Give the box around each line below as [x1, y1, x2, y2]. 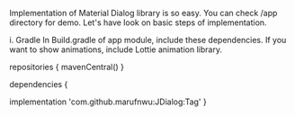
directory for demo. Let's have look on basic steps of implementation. [9, 17, 267, 28]
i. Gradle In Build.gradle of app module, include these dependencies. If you [9, 35, 287, 45]
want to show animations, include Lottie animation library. [9, 44, 223, 55]
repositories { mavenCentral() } [9, 62, 124, 72]
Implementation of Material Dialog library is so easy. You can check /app [9, 8, 278, 18]
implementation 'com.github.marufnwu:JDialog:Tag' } [9, 96, 207, 107]
